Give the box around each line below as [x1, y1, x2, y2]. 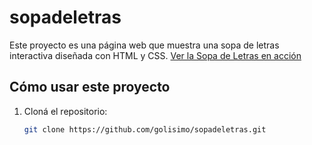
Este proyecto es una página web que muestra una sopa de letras [9, 39, 280, 51]
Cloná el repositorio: [23, 105, 108, 117]
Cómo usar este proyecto [9, 79, 171, 96]
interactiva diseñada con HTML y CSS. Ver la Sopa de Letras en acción [9, 49, 302, 61]
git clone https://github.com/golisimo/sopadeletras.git [23, 124, 267, 135]
